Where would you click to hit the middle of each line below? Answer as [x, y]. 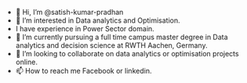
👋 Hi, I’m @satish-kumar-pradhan [69, 12]
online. [26, 62]
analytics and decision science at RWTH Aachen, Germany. [111, 45]
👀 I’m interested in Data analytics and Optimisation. [98, 20]
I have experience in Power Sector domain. [85, 29]
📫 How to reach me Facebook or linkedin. [84, 71]
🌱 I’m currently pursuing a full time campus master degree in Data [122, 37]
